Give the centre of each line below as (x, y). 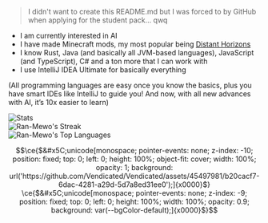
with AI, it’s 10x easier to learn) (59, 102)
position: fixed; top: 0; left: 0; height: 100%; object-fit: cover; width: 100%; (134, 159)
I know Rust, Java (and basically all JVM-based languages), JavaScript (137, 53)
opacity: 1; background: (134, 167)
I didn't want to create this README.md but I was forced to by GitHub (142, 12)
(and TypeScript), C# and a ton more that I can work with (114, 61)
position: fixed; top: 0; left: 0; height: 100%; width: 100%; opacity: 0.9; (134, 201)
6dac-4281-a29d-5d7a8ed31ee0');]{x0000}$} (134, 184)
